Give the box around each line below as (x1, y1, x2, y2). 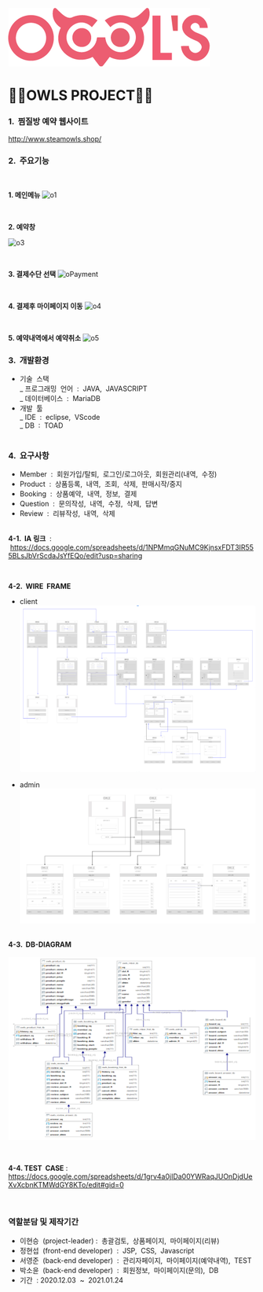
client (19, 597, 38, 606)
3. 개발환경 (8, 355, 49, 366)
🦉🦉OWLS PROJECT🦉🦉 (8, 87, 154, 105)
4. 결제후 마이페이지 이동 (8, 301, 83, 311)
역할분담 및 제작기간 (8, 1217, 79, 1228)
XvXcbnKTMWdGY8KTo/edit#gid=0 (8, 1180, 124, 1190)
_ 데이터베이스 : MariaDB (19, 394, 100, 403)
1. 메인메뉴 (8, 190, 41, 200)
